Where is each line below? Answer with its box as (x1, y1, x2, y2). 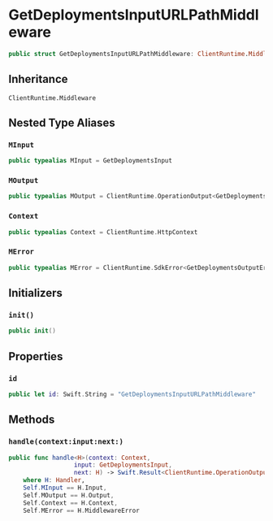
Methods (8, 413, 55, 427)
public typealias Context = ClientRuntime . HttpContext (8, 228, 198, 237)
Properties (8, 350, 63, 363)
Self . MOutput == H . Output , (23, 491, 115, 499)
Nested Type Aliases (8, 116, 115, 130)
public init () (8, 327, 57, 335)
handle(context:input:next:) (8, 437, 124, 446)
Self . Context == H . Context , (23, 498, 118, 507)
